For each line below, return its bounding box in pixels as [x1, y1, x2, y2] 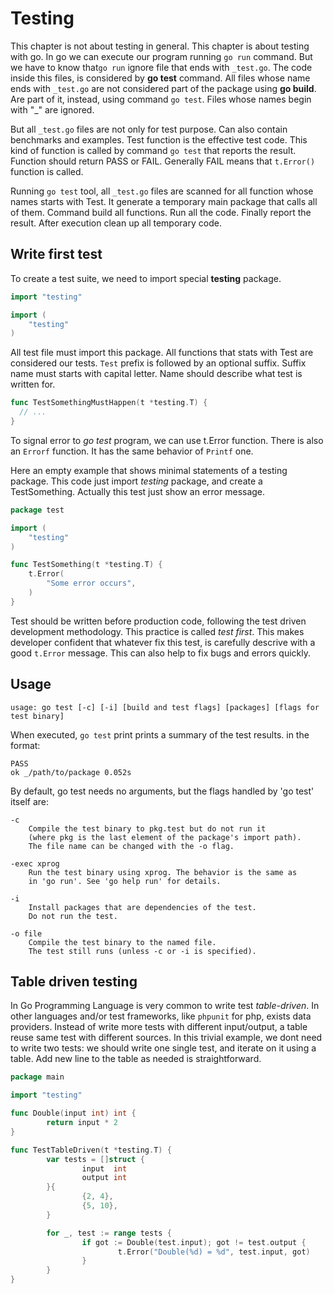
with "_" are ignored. [10, 103, 95, 116]
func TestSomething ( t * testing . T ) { [10, 560, 163, 570]
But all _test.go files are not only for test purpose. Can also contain [10, 123, 288, 135]
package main [10, 1072, 65, 1082]
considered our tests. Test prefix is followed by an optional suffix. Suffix [10, 357, 307, 369]
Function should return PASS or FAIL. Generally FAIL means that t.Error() [10, 155, 316, 167]
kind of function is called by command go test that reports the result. [10, 144, 297, 156]
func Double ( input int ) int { [10, 1108, 137, 1119]
